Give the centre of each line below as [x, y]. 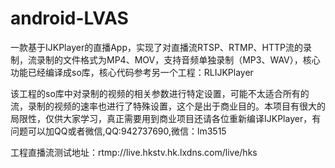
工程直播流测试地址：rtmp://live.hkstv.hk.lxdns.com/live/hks [134, 152]
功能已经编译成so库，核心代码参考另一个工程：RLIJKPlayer [132, 72]
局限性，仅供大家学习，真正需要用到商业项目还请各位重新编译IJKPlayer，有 [166, 118]
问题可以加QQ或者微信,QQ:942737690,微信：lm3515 [118, 131]
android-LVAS [69, 18]
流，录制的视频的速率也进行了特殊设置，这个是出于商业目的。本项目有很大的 [168, 106]
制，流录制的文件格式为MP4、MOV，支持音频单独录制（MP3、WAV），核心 [165, 59]
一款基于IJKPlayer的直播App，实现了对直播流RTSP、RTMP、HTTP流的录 [161, 47]
